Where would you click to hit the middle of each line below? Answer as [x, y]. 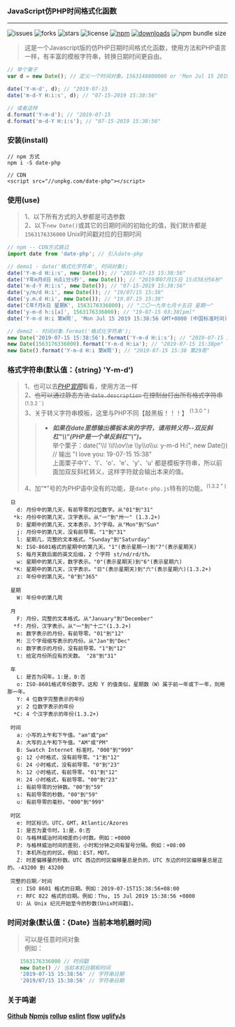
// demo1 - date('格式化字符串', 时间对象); [68, 266]
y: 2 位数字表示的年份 [45, 707]
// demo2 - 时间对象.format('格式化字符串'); [69, 331]
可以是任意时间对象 [52, 939]
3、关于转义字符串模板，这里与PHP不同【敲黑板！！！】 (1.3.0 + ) [117, 412]
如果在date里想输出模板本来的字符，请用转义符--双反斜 [133, 428]
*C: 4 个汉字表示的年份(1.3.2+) [56, 714]
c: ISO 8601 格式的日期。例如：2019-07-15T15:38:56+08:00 [98, 889]
